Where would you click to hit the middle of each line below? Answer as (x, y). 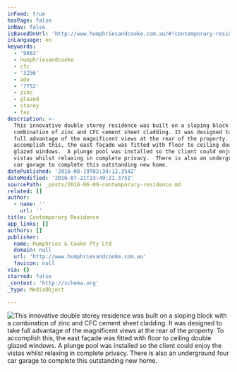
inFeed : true (26, 14)
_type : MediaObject (36, 289)
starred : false (30, 276)
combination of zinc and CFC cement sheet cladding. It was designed (118, 132)
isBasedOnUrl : (28, 34)
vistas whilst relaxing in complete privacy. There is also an (110, 158)
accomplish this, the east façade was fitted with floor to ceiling (116, 145)
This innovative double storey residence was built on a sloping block (121, 125)
